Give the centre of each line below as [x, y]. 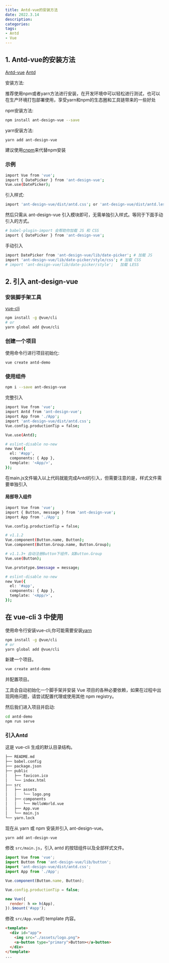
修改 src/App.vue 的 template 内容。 [42, 919]
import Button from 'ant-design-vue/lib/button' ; [58, 862]
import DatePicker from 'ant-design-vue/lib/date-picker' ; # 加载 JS [79, 255]
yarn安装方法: [19, 130]
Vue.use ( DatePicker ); [28, 185]
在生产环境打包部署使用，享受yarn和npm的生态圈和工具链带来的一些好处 [80, 99]
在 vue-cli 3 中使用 [34, 617]
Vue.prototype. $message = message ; [43, 568]
